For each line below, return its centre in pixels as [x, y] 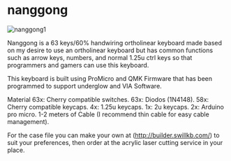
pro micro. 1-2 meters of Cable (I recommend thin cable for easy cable [108, 114]
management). [28, 121]
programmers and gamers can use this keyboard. [78, 65]
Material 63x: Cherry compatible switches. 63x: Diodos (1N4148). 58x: [108, 99]
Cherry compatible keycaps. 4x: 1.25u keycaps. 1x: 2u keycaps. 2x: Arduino [116, 107]
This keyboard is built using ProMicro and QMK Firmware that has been [110, 78]
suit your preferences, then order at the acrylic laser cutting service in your [115, 142]
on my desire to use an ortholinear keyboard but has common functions [110, 50]
